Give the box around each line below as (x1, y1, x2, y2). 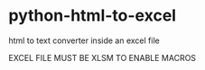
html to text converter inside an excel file (8, 35, 160, 46)
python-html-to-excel (8, 5, 177, 26)
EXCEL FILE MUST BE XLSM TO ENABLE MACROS (8, 52, 196, 63)
